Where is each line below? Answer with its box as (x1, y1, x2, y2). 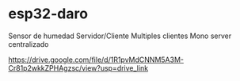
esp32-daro (8, 5, 89, 23)
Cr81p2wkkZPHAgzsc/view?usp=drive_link (8, 63, 149, 72)
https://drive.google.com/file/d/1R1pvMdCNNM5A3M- (8, 55, 185, 64)
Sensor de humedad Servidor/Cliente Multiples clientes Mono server (8, 31, 232, 40)
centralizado (8, 39, 49, 48)
